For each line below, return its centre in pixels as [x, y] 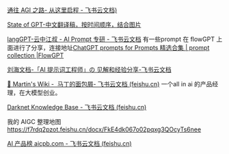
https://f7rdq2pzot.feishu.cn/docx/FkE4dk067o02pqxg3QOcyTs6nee [104, 129]
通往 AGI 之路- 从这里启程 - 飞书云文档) [62, 10]
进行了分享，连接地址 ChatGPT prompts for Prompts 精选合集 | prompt [111, 48]
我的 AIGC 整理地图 [34, 121]
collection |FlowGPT [36, 55]
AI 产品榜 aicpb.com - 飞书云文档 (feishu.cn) [69, 143]
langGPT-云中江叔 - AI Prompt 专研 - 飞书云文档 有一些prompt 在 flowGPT [111, 39]
